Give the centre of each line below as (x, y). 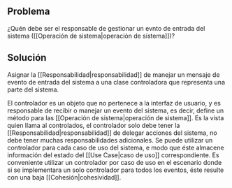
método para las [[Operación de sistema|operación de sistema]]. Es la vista (116, 117)
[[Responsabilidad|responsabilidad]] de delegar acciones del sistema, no (113, 133)
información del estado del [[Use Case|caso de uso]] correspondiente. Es (113, 155)
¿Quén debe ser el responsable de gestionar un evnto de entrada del (106, 28)
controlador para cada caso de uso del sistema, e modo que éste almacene (116, 147)
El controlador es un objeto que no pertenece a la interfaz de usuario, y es (114, 103)
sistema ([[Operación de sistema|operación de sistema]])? (91, 36)
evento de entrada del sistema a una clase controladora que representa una (116, 82)
